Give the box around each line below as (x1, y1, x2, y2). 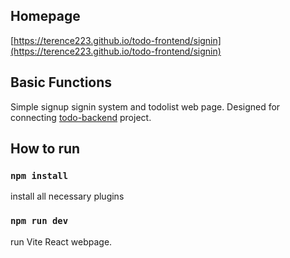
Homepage (10, 8, 81, 25)
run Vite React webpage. (10, 235, 113, 248)
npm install (10, 170, 69, 181)
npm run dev (10, 215, 69, 227)
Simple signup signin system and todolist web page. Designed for (10, 100, 281, 113)
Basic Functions (10, 74, 113, 91)
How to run (10, 140, 81, 158)
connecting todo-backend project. (10, 111, 152, 123)
